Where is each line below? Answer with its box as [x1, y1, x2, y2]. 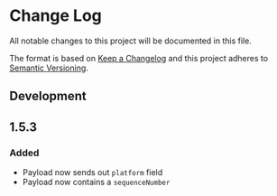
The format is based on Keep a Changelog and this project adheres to [9, 52, 269, 63]
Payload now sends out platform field [22, 167, 163, 178]
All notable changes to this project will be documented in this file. [9, 35, 253, 46]
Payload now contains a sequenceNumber [22, 177, 171, 188]
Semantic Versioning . [9, 62, 88, 73]
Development [9, 89, 88, 104]
